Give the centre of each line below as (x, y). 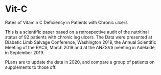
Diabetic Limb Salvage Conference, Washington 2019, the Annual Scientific (81, 42)
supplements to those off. (31, 67)
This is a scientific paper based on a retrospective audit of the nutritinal (77, 32)
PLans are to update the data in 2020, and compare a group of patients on (80, 62)
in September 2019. (25, 53)
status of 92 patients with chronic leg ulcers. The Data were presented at (79, 37)
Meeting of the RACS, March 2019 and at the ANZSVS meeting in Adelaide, (80, 47)
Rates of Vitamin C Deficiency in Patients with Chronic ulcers (67, 22)
